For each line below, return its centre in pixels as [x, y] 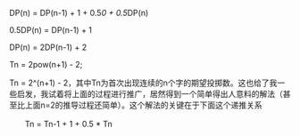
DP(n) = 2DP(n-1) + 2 [48, 47]
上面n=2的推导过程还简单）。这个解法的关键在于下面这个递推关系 [144, 105]
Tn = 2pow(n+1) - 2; [46, 64]
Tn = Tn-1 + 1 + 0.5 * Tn [69, 124]
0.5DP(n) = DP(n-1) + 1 [50, 30]
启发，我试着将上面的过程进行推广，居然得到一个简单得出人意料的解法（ [150, 94]
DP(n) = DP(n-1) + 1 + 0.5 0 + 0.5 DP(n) [79, 13]
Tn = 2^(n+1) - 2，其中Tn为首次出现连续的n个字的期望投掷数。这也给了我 [143, 83]
